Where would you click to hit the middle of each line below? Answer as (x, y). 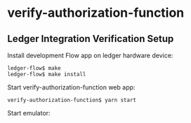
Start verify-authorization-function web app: (71, 87)
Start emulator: (29, 113)
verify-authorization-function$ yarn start (72, 100)
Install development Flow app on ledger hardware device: (90, 55)
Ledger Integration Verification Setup (91, 39)
